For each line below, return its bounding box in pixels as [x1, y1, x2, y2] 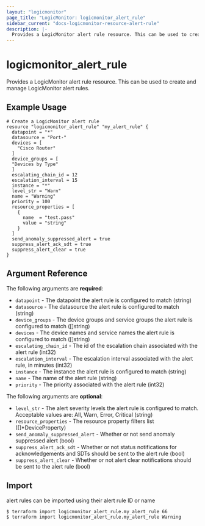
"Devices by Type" [12, 161, 59, 167]
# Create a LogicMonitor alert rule [6, 118, 99, 124]
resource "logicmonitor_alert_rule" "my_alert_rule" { [6, 123, 149, 130]
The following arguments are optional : [6, 392, 103, 400]
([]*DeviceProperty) [15, 423, 66, 431]
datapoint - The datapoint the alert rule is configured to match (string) [15, 297, 192, 304]
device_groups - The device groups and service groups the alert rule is [15, 315, 193, 323]
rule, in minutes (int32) [15, 361, 73, 369]
